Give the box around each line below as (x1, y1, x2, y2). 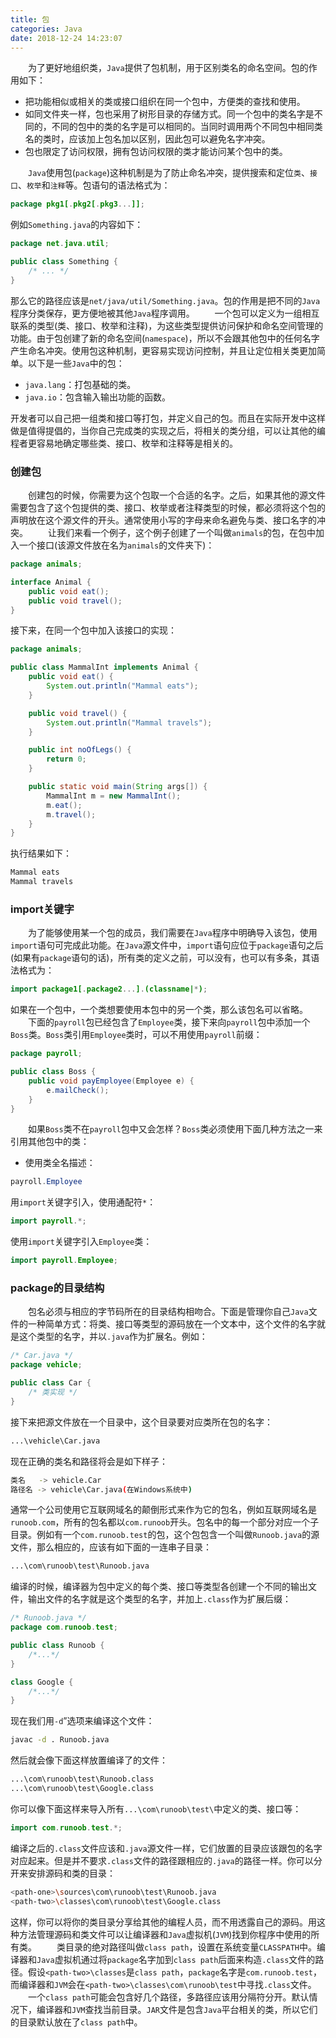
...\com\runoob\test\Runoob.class (10, 1774, 155, 1785)
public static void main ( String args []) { (28, 782, 208, 792)
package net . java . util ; (10, 239, 110, 249)
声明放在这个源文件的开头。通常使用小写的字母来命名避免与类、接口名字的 (10, 514, 317, 526)
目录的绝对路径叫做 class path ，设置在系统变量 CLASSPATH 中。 (64, 1941, 317, 1953)
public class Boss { (10, 1067, 97, 1077)
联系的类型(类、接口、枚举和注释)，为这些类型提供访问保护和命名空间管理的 (10, 319, 324, 331)
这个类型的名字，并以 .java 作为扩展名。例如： (18, 1331, 208, 1343)
